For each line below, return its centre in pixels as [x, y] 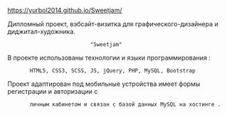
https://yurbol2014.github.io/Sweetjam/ [65, 10]
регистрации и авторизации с [53, 91]
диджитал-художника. [42, 32]
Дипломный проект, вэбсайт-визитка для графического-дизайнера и [113, 24]
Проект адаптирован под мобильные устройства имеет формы [104, 84]
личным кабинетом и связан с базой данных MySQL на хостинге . [125, 104]
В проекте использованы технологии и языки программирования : [109, 57]
